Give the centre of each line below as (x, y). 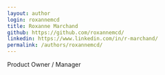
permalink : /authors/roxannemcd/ (55, 45)
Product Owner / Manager (44, 64)
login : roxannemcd (33, 20)
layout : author (29, 13)
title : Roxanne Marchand (43, 26)
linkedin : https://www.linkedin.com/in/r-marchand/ (82, 39)
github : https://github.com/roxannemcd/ (66, 32)
